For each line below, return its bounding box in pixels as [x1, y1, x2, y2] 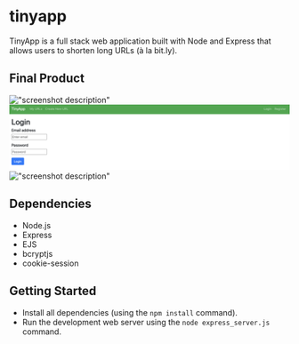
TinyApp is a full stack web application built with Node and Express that [9, 36, 271, 46]
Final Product [9, 71, 85, 86]
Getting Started [9, 284, 97, 299]
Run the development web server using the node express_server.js [21, 316, 271, 327]
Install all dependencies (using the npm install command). [21, 307, 238, 317]
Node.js [21, 220, 52, 230]
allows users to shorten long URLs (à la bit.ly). [9, 44, 178, 55]
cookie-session [21, 258, 79, 268]
